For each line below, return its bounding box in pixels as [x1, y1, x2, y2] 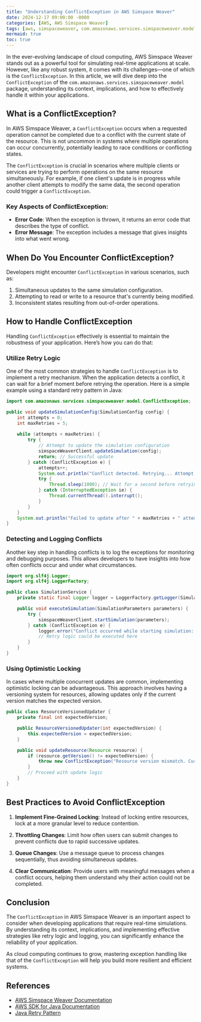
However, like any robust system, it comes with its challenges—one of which [6, 66, 195, 73]
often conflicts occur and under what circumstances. [6, 561, 137, 568]
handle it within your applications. [6, 91, 90, 98]
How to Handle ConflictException [6, 316, 133, 327]
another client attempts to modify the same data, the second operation [6, 181, 181, 188]
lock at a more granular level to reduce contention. [14, 820, 139, 827]
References [6, 981, 50, 991]
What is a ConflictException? [6, 109, 117, 119]
